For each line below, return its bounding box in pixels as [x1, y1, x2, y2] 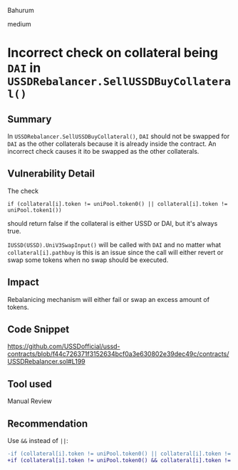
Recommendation [7, 417, 88, 429]
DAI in [7, 60, 41, 76]
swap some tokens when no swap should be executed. [7, 256, 169, 264]
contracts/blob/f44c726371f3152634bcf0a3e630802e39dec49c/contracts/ [7, 350, 229, 358]
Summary [7, 113, 52, 125]
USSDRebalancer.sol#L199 [7, 357, 86, 366]
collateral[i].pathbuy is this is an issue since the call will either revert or [7, 248, 224, 256]
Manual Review [7, 397, 52, 405]
